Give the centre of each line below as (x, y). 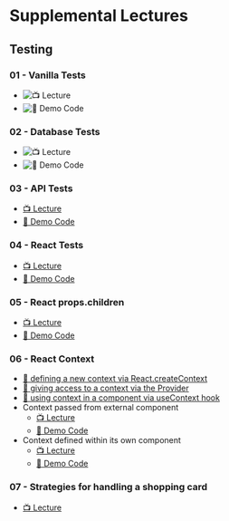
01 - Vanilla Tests (48, 75)
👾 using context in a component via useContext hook (121, 398)
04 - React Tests (47, 246)
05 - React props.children (67, 302)
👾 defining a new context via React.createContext (115, 379)
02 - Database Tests (55, 131)
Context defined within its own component (101, 440)
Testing (31, 49)
